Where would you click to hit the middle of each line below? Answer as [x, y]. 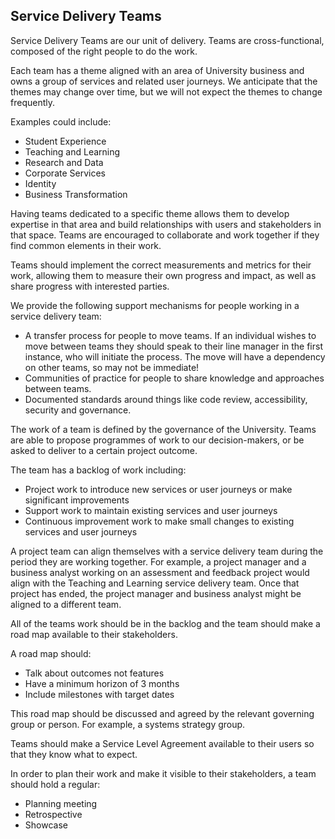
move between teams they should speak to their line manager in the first [173, 346]
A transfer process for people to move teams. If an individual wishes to [170, 335]
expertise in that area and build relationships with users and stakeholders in [166, 224]
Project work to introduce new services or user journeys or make [158, 489]
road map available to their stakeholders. [94, 634]
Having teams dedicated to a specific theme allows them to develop [150, 213]
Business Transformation [76, 194]
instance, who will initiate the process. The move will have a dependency [175, 356]
